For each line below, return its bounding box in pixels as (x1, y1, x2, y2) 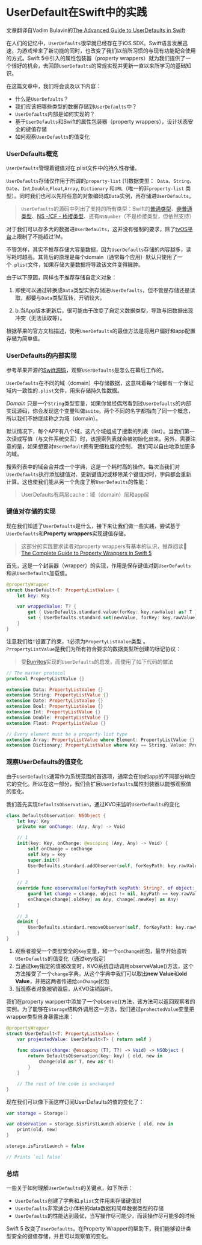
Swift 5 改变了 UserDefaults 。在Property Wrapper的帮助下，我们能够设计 (6, 1225, 186, 1232)
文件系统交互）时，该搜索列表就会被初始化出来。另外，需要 (43, 435, 191, 442)
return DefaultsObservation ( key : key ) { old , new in (28, 1053, 163, 1059)
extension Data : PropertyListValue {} (6, 686, 103, 693)
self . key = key (28, 852, 66, 858)
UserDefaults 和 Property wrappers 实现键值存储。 (6, 529, 129, 537)
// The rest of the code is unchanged (17, 1081, 114, 1087)
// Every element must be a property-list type (6, 731, 128, 737)
